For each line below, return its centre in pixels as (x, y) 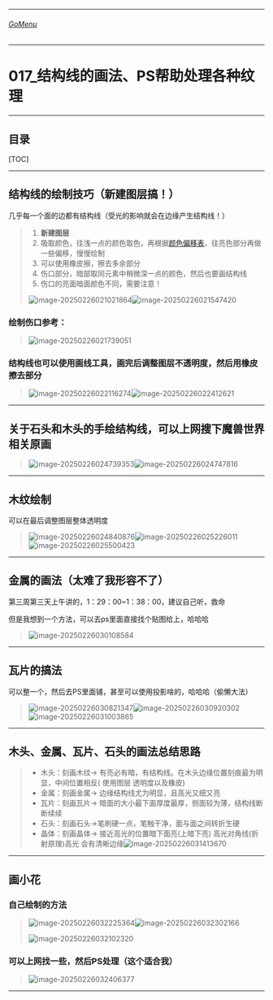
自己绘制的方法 (38, 905)
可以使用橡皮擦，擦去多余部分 (90, 263)
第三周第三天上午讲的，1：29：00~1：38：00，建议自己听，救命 (117, 602)
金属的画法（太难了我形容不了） (89, 581)
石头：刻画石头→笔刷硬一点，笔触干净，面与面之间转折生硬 (140, 824)
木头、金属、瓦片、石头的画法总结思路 (104, 752)
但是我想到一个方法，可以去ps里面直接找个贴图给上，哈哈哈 (108, 619)
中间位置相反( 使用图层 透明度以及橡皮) (120, 783)
